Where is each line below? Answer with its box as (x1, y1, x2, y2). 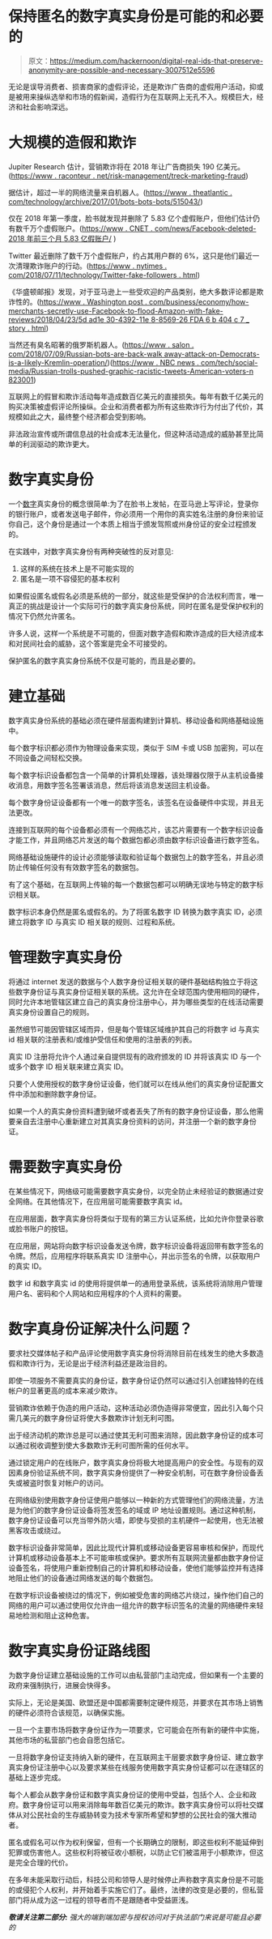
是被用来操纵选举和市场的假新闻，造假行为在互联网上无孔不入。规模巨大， (8, 92, 257, 101)
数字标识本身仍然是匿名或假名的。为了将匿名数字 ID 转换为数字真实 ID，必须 (8, 906, 263, 916)
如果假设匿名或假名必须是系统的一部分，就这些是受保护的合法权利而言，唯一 (8, 590, 264, 600)
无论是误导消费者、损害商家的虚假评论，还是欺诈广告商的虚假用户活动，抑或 (8, 82, 264, 92)
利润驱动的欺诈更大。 (22, 439, 94, 449)
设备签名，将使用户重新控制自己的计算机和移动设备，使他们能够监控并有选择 (8, 1562, 264, 1572)
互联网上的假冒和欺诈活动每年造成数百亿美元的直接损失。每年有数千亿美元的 (8, 391, 264, 401)
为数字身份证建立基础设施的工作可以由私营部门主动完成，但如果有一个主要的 (8, 1670, 264, 1680)
